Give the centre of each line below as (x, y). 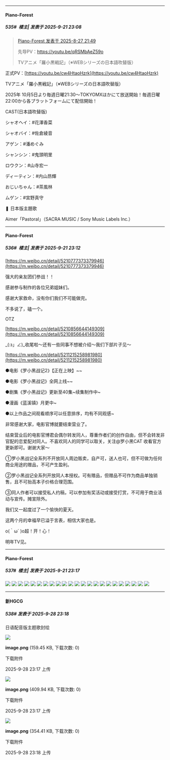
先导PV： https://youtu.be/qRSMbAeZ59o (60, 52)
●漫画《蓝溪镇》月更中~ (31, 403)
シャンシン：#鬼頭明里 (29, 154)
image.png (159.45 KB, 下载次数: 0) (42, 648)
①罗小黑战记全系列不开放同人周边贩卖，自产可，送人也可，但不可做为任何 (84, 459)
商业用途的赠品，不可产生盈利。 (38, 465)
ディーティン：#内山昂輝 (31, 176)
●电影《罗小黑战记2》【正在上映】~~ (44, 371)
